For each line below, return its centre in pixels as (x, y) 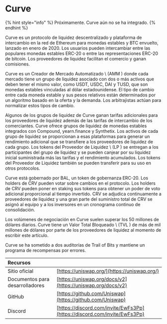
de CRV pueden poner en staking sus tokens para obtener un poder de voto (83, 188)
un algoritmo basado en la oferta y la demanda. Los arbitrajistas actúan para (83, 100)
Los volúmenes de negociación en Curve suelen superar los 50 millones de (82, 219)
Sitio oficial (21, 271)
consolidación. (20, 210)
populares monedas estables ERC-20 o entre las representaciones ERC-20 (82, 53)
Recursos (19, 263)
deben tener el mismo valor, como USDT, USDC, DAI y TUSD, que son (77, 84)
